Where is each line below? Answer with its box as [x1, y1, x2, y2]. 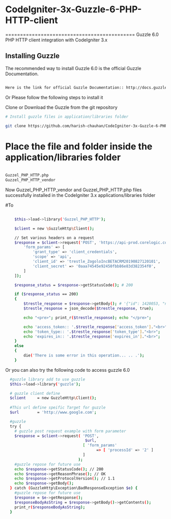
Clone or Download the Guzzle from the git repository [5, 104, 118, 110]
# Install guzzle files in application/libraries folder [5, 114, 129, 119]
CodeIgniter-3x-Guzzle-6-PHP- [5, 4, 142, 15]
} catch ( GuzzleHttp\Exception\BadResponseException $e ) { [10, 486, 138, 491]
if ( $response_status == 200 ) [14, 291, 79, 297]
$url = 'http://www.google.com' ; [10, 410, 97, 415]
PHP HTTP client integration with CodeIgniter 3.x [5, 37, 108, 43]
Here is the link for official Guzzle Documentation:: [5, 85, 124, 90]
